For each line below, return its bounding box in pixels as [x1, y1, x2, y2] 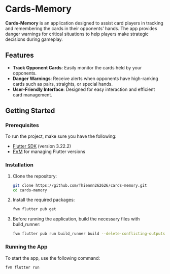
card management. [12, 91, 52, 97]
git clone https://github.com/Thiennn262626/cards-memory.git [12, 183, 147, 188]
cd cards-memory [12, 187, 47, 193]
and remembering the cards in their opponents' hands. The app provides [5, 25, 157, 31]
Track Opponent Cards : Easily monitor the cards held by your [12, 64, 142, 70]
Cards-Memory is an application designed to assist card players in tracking [5, 20, 163, 26]
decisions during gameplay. [5, 36, 63, 42]
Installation [5, 161, 34, 168]
